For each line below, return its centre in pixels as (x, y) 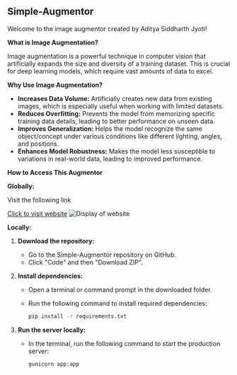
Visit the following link (39, 200)
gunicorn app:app (54, 364)
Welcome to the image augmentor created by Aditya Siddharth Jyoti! (107, 28)
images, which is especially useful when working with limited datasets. (121, 106)
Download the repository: (56, 241)
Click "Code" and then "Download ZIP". (85, 262)
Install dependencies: (50, 276)
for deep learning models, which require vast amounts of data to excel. (110, 71)
